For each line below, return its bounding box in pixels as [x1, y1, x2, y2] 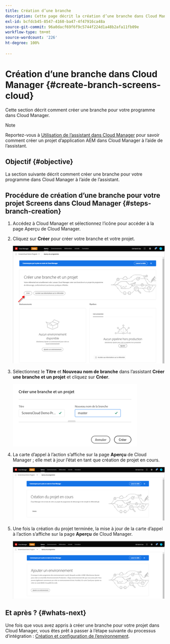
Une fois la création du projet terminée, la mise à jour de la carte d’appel [12, 525, 163, 532]
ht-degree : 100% [5, 41, 39, 46]
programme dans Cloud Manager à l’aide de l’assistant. [5, 176, 120, 183]
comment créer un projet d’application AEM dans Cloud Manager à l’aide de [5, 137, 163, 143]
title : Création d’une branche [5, 8, 71, 13]
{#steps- [122, 199, 151, 208]
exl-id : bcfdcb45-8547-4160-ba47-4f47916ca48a [5, 19, 105, 24]
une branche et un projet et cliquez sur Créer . [12, 374, 110, 380]
